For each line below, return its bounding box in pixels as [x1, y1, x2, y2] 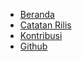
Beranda [19, 9, 55, 20]
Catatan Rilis [19, 19, 72, 31]
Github [19, 40, 48, 52]
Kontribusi [19, 30, 63, 41]
